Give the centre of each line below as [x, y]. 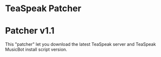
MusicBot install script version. [36, 50]
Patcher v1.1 [30, 31]
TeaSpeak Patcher [43, 9]
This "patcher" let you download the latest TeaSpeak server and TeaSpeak [80, 44]
